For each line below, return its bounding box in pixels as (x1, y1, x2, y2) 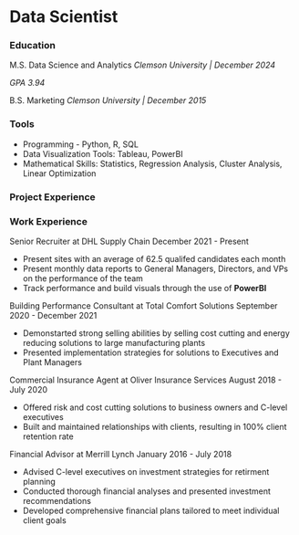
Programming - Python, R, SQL (22, 139, 139, 150)
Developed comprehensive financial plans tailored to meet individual (22, 505, 280, 516)
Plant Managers (22, 357, 82, 367)
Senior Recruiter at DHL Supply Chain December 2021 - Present (9, 236, 249, 247)
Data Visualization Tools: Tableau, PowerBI (22, 148, 184, 159)
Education (9, 39, 57, 52)
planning (22, 477, 57, 487)
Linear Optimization (22, 167, 97, 179)
